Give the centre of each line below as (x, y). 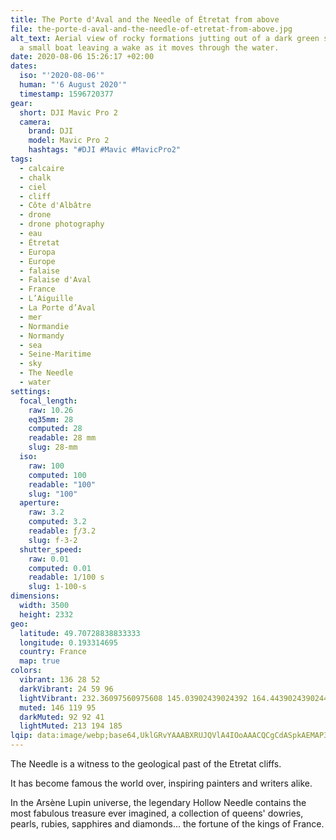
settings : (31, 391)
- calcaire (42, 168)
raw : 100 (46, 466)
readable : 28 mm (62, 438)
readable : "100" (62, 484)
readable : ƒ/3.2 (62, 531)
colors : (26, 671)
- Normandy (42, 336)
